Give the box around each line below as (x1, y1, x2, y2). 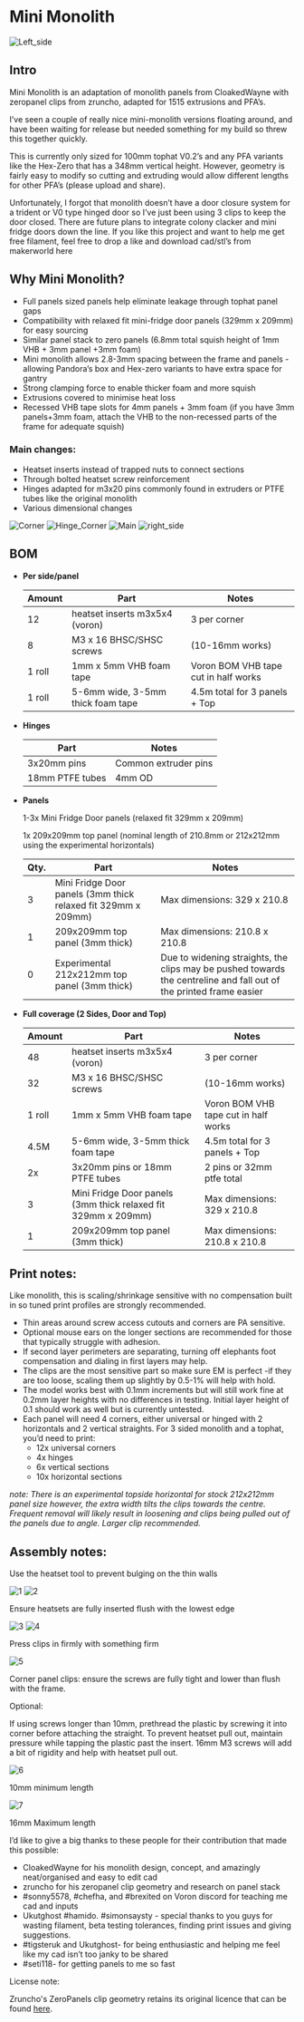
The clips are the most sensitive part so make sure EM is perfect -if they (22, 1366, 292, 1377)
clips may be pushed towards (160, 963, 286, 975)
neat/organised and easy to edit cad (22, 1872, 158, 1882)
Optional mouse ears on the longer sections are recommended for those (22, 1327, 292, 1338)
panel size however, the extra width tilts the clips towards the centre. (9, 1498, 266, 1510)
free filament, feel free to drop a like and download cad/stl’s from (9, 236, 252, 247)
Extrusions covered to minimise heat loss (22, 392, 176, 402)
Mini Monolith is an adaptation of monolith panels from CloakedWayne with (9, 86, 290, 97)
